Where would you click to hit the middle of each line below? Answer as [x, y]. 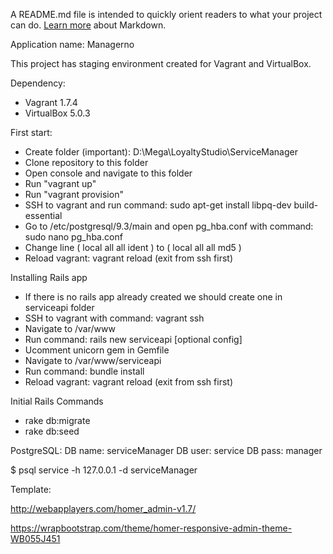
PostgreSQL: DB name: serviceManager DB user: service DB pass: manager [166, 450]
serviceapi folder [59, 307]
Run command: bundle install [84, 371]
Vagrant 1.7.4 [51, 102]
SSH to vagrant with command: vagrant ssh [114, 318]
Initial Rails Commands [57, 401]
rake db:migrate [57, 420]
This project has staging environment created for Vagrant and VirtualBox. [161, 63]
